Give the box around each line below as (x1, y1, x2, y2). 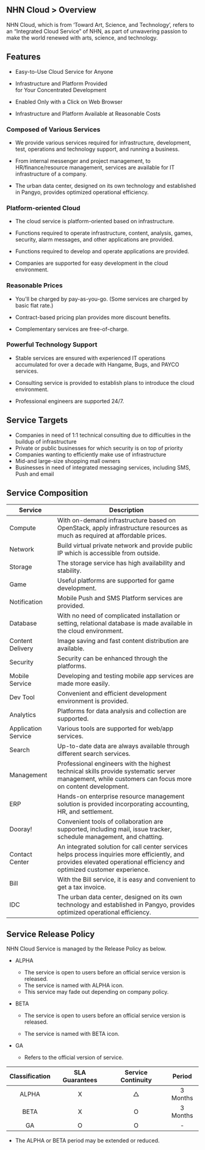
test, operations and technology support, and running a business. (15, 145, 180, 153)
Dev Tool (9, 693, 35, 702)
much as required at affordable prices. (57, 531, 167, 540)
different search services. (57, 750, 131, 758)
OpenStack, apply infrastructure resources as (57, 524, 188, 533)
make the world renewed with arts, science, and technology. (6, 34, 158, 41)
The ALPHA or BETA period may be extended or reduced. (15, 1137, 160, 1145)
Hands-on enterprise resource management (57, 792, 185, 801)
